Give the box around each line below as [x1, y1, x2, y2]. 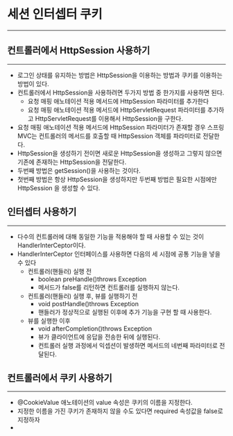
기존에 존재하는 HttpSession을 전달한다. [17, 158, 127, 166]
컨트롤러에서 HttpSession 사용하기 [7, 44, 150, 56]
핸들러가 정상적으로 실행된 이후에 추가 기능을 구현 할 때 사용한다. [37, 308, 212, 316]
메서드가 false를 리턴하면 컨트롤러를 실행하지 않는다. [37, 283, 180, 292]
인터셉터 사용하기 [7, 206, 77, 218]
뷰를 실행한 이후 [27, 317, 71, 325]
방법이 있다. [17, 79, 50, 87]
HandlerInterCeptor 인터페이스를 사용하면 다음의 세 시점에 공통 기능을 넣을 [17, 249, 221, 258]
